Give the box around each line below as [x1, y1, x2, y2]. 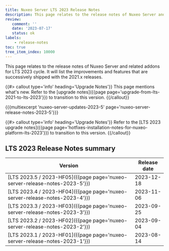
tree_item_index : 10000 [5, 49, 55, 54]
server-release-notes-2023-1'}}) [8, 238, 91, 245]
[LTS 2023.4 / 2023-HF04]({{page [8, 188, 92, 195]
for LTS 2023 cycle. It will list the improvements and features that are [5, 68, 148, 74]
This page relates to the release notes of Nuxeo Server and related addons [5, 63, 160, 69]
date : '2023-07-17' [12, 26, 53, 31]
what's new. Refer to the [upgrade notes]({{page [5, 89, 106, 95]
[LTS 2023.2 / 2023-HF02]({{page [8, 217, 92, 224]
